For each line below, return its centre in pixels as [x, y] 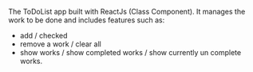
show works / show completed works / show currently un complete [130, 52]
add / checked [43, 36]
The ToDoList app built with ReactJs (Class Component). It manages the [127, 12]
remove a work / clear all [60, 44]
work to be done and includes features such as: [87, 20]
